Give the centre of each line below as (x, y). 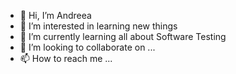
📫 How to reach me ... (66, 58)
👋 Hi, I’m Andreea (55, 15)
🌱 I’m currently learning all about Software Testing (123, 36)
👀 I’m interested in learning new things (98, 26)
